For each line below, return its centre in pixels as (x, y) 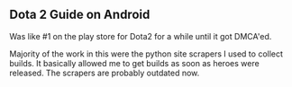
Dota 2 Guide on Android (80, 15)
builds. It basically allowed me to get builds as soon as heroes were (134, 63)
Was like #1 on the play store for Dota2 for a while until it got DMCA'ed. (141, 36)
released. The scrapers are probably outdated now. (105, 73)
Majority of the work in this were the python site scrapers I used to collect (146, 54)
